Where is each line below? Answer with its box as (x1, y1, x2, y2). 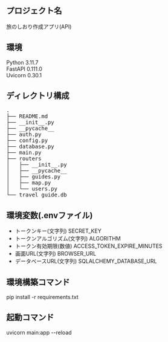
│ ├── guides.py (6, 173, 61, 180)
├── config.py (6, 137, 48, 144)
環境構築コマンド (6, 277, 70, 287)
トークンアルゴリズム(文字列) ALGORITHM (15, 235, 121, 242)
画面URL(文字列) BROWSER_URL (15, 250, 97, 257)
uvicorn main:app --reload (6, 329, 72, 336)
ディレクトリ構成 (6, 91, 69, 101)
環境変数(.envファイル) (6, 210, 93, 221)
